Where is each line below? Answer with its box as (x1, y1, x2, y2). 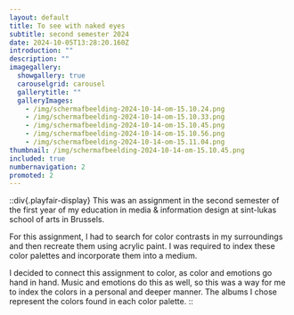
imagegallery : (9, 63, 62, 72)
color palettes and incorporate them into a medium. (9, 251, 198, 261)
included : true (9, 153, 66, 163)
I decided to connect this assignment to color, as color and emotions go (9, 268, 273, 278)
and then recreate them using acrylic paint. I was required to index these (9, 241, 276, 252)
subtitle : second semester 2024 (9, 29, 129, 38)
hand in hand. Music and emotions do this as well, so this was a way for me (9, 278, 286, 288)
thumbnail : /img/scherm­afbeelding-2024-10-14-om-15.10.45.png (9, 145, 245, 154)
